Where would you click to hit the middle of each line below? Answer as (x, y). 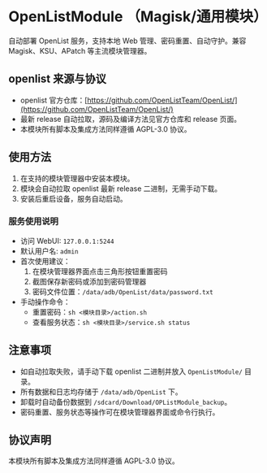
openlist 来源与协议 (58, 79)
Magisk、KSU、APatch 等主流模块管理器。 (80, 50)
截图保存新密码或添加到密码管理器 (89, 281)
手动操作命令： (45, 302)
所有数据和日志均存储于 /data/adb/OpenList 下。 (101, 392)
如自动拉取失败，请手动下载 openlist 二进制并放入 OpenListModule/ (131, 371)
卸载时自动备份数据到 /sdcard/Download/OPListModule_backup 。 (126, 401)
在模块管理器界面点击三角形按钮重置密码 (100, 271)
